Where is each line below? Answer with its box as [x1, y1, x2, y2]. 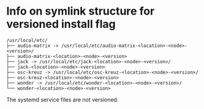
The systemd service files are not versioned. [6, 96, 119, 103]
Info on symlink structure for [6, 4, 155, 18]
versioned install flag [6, 17, 116, 31]
